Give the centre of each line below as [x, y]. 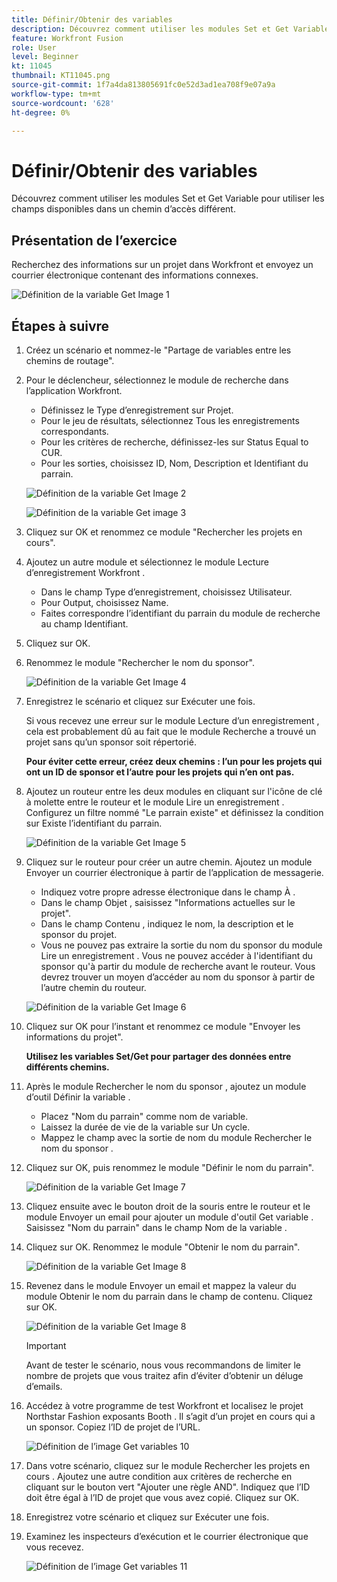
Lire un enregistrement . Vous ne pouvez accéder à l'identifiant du [177, 955]
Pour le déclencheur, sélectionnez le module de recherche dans [157, 380]
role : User [34, 47]
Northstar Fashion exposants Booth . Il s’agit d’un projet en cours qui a [170, 1416]
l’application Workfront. [74, 390]
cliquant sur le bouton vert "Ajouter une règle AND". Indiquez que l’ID [168, 1487]
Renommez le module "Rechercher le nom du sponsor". [140, 662]
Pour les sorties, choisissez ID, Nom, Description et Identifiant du [174, 463]
